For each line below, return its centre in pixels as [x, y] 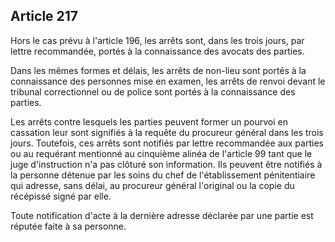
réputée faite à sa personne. [68, 226]
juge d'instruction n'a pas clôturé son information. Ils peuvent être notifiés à [166, 164]
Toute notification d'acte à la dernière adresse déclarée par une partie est [162, 215]
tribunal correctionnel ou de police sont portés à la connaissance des [153, 91]
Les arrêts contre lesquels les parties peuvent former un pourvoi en [149, 121]
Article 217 [44, 16]
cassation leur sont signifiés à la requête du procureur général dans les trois [167, 132]
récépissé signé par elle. [61, 196]
